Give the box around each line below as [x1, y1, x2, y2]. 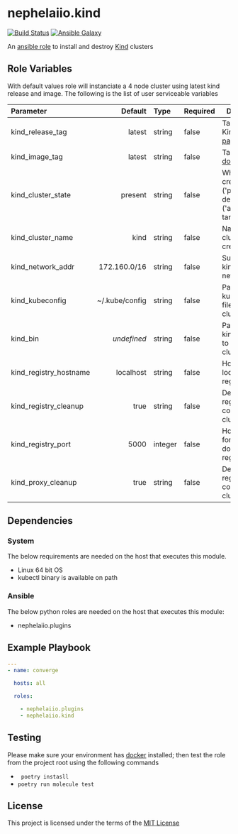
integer [153, 439, 177, 449]
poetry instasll [21, 773, 69, 780]
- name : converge [7, 667, 59, 674]
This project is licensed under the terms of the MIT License [7, 818, 180, 828]
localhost [115, 367, 147, 377]
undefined [112, 334, 147, 344]
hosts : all [13, 680, 46, 687]
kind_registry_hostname [11, 367, 91, 377]
